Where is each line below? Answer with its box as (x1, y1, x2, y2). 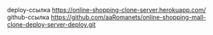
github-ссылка (7, 13, 49, 21)
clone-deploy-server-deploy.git (7, 21, 96, 28)
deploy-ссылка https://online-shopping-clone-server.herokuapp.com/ (7, 6, 206, 14)
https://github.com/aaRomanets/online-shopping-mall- (50, 13, 206, 21)
